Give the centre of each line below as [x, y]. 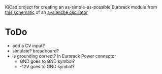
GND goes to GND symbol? [47, 61]
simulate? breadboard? [35, 50]
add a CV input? [29, 46]
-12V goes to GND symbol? [47, 66]
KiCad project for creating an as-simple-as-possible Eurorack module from [81, 7]
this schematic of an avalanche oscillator [47, 12]
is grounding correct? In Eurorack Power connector [64, 56]
